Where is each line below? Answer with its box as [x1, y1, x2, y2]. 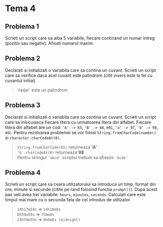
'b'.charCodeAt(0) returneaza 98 [17, 149, 84, 155]
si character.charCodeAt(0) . [5, 135, 61, 140]
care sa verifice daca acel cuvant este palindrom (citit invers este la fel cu [5, 72, 153, 78]
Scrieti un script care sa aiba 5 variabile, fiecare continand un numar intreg [5, 35, 155, 41]
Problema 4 [5, 169, 41, 177]
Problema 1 [5, 22, 39, 31]
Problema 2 [5, 54, 40, 63]
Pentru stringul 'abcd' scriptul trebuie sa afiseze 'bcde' [17, 154, 128, 160]
